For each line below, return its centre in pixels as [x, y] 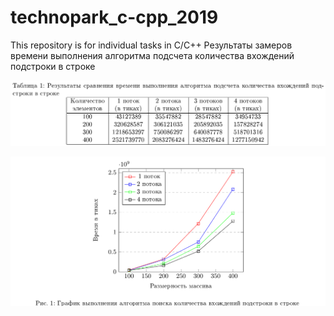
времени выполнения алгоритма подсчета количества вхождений [152, 55]
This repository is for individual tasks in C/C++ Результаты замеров [151, 45]
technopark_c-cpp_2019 [114, 17]
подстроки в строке [53, 66]
